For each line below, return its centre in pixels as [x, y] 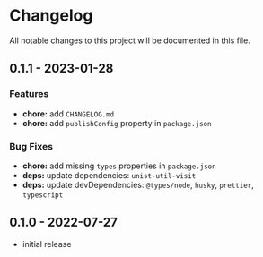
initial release [47, 244]
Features [29, 94]
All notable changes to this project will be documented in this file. [130, 40]
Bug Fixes [31, 146]
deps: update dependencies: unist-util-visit [109, 175]
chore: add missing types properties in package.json [119, 166]
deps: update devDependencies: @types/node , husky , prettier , [138, 184]
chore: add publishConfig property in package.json [117, 123]
